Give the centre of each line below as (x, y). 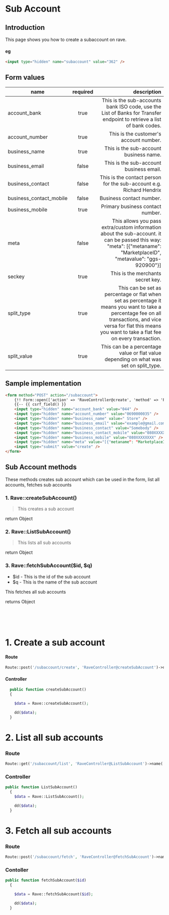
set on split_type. (141, 365)
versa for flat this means (133, 325)
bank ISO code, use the (134, 107)
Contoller (17, 870)
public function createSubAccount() (48, 690)
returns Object (20, 601)
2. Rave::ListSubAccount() (38, 532)
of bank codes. (144, 125)
